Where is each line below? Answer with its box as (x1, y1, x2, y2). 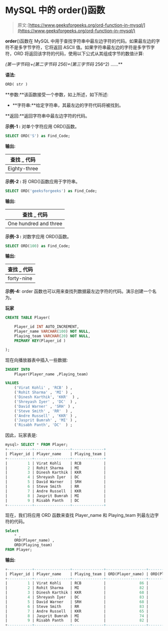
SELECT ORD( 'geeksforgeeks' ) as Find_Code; (5, 188, 97, 193)
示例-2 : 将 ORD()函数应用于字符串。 (5, 178, 80, 184)
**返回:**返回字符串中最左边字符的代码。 (5, 113, 90, 119)
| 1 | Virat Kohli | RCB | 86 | (5, 581, 149, 586)
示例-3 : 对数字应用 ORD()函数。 (5, 233, 71, 239)
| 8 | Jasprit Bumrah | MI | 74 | (5, 613, 149, 618)
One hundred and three (7, 220, 62, 227)
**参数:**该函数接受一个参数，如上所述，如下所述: (5, 91, 109, 98)
